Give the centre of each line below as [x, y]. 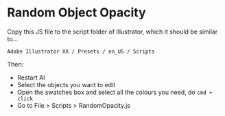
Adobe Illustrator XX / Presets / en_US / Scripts [81, 51]
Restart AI [31, 78]
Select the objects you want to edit [66, 84]
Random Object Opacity [76, 13]
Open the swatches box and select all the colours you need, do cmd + [115, 92]
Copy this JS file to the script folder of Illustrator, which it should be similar [113, 32]
